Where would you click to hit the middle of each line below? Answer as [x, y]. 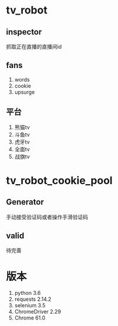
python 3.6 [27, 293]
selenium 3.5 [30, 305]
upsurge [25, 92]
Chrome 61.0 [30, 318]
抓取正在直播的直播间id [34, 47]
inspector [24, 32]
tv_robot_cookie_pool [59, 180]
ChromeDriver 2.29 [38, 312]
